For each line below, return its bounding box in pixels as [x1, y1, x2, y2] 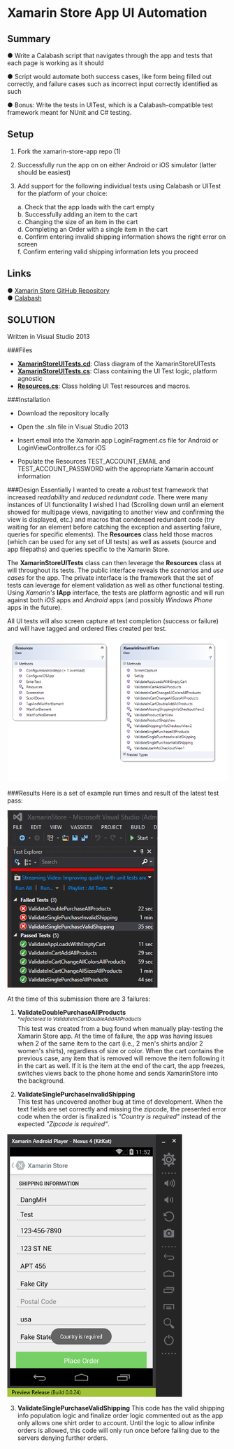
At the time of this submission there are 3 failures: [7, 994, 151, 1003]
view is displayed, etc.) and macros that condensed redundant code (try [7, 515, 215, 524]
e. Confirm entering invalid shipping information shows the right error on [17, 233, 226, 241]
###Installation [7, 396, 50, 404]
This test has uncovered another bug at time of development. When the [17, 1097, 224, 1106]
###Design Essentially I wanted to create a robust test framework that [7, 485, 209, 494]
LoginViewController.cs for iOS [17, 443, 106, 452]
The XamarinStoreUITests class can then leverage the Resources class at [7, 559, 221, 567]
